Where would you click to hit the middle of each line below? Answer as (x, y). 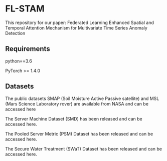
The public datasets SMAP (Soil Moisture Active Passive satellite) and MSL (82, 98)
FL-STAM (25, 9)
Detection (15, 33)
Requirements (28, 49)
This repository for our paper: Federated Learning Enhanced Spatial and (79, 22)
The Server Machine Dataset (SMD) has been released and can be (74, 118)
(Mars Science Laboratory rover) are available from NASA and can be (77, 103)
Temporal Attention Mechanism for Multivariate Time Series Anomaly (76, 27)
